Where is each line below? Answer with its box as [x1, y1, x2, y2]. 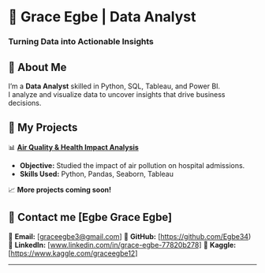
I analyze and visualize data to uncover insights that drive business [8, 89, 226, 99]
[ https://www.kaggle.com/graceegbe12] [8, 249, 138, 258]
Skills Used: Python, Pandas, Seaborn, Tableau [19, 169, 174, 178]
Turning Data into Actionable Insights [8, 36, 154, 47]
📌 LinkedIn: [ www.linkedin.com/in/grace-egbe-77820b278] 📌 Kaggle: [8, 240, 237, 249]
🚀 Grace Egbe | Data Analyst [8, 8, 196, 26]
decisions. [8, 98, 42, 107]
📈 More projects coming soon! [8, 185, 112, 194]
